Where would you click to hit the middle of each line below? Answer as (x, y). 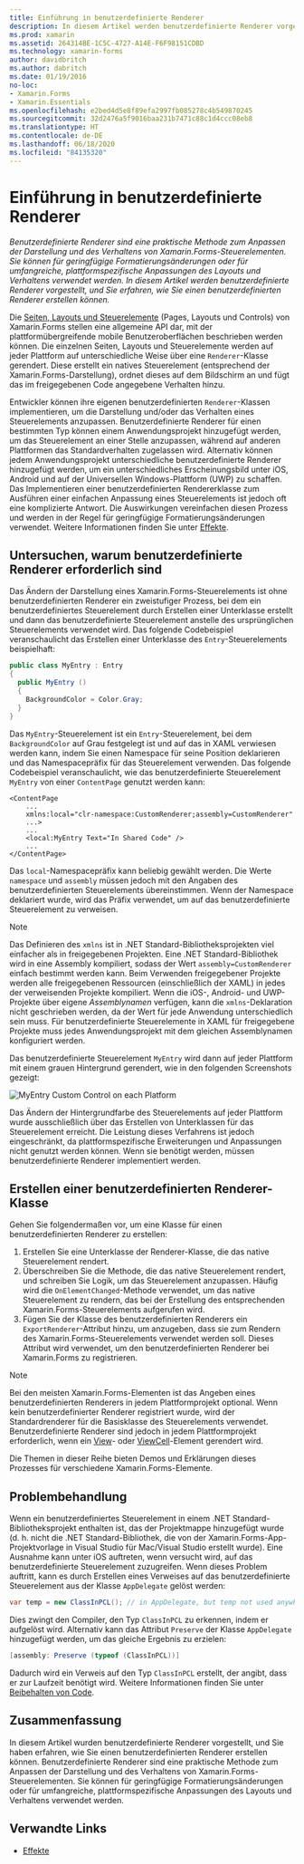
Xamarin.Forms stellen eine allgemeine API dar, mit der (111, 326)
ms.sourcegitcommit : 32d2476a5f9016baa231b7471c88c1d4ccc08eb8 (131, 119)
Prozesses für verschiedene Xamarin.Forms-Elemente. (111, 1468)
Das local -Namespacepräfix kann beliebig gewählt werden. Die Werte (141, 870)
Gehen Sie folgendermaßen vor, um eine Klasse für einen (116, 1225)
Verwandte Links (58, 1829)
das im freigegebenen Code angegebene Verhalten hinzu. (118, 384)
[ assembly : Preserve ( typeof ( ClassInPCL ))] (95, 1656)
